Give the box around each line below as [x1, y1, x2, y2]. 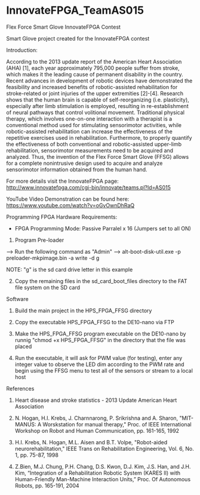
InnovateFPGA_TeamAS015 [6, 4, 144, 17]
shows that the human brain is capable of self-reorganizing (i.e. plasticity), [6, 96, 189, 103]
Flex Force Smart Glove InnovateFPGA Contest [6, 23, 121, 30]
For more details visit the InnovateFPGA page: [6, 177, 119, 185]
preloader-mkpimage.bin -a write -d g [6, 254, 100, 262]
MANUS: [14, 420, 37, 428]
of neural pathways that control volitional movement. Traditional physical [6, 109, 185, 116]
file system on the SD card [14, 284, 81, 291]
